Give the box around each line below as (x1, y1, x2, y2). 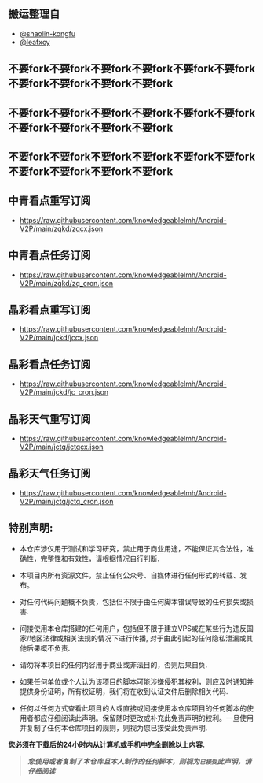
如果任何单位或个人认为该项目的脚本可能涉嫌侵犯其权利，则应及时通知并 (19, 677, 254, 686)
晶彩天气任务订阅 (8, 467, 91, 481)
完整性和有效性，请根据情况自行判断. (40, 554, 159, 563)
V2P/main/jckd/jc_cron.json (19, 388, 109, 397)
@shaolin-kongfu (19, 28, 76, 38)
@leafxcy (19, 37, 50, 46)
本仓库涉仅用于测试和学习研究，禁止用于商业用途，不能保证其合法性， (19, 544, 247, 553)
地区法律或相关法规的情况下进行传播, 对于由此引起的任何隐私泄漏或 (28, 633, 247, 643)
